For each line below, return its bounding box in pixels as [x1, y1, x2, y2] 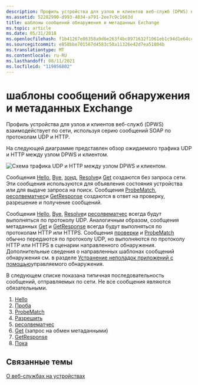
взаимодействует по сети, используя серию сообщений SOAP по [6, 127, 171, 134]
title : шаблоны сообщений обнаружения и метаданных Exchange [6, 19, 160, 25]
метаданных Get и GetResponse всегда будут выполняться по [6, 223, 162, 230]
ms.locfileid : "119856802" [6, 63, 72, 70]
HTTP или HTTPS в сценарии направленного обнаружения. [6, 242, 156, 249]
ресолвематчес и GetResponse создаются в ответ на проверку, [6, 193, 165, 200]
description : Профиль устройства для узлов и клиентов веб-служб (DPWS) [6, 8, 189, 15]
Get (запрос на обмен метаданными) [14, 327, 108, 334]
